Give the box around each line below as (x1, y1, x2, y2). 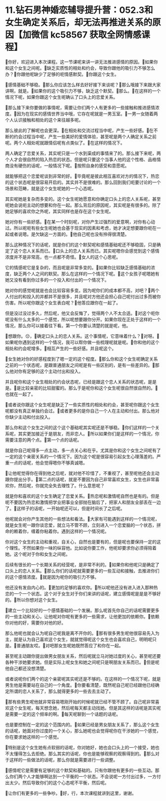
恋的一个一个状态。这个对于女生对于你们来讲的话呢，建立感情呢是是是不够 (5, 590, 157, 596)
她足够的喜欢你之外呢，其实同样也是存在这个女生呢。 (5, 208, 114, 214)
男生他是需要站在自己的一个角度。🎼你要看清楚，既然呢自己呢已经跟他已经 (5, 682, 156, 688)
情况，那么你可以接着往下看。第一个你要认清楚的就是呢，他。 (5, 322, 131, 329)
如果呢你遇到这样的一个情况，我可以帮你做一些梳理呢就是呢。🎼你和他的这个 (5, 339, 160, 345)
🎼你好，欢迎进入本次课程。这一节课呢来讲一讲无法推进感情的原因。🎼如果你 (5, 59, 158, 65)
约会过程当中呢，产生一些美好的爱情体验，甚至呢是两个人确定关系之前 (13, 133, 157, 139)
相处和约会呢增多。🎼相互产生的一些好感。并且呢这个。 (5, 345, 117, 351)
